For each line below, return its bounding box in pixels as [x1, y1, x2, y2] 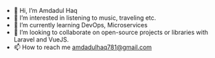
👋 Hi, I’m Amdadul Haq [13, 7, 78, 14]
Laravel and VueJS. [13, 35, 69, 44]
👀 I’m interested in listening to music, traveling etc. [13, 14, 157, 22]
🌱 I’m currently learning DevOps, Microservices [13, 21, 148, 29]
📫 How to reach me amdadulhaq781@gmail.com [13, 43, 152, 51]
